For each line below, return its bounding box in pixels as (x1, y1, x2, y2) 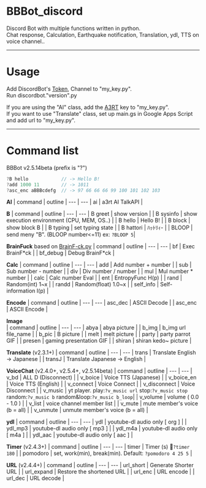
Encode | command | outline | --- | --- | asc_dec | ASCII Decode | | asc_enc (6, 299, 197, 307)
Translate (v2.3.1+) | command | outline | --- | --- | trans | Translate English (6, 349, 196, 356)
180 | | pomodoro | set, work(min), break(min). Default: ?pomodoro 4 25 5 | (6, 449, 193, 457)
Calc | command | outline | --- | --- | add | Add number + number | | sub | (6, 261, 192, 269)
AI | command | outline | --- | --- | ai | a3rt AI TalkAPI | (6, 198, 143, 206)
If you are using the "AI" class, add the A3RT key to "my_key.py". (6, 103, 170, 111)
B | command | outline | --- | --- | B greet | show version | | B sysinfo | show (6, 210, 197, 218)
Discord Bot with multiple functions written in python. (6, 25, 141, 32)
